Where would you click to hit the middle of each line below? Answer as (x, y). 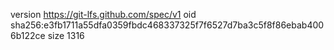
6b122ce (28, 35)
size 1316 (66, 35)
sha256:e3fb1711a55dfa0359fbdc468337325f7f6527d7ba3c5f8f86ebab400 (167, 25)
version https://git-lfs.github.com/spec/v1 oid (103, 14)
